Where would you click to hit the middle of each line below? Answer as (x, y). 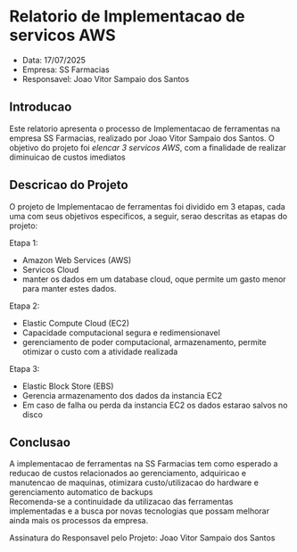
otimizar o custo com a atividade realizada (100, 351)
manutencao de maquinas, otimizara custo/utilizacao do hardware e (134, 482)
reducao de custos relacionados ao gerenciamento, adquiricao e (128, 474)
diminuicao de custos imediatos (68, 157)
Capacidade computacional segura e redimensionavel (121, 333)
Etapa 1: (24, 243)
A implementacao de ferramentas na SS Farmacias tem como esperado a (144, 464)
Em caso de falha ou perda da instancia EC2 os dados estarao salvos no (155, 405)
